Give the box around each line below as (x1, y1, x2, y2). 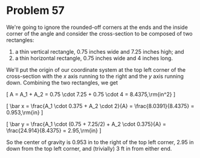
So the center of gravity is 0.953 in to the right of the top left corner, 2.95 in (6, 138, 195, 145)
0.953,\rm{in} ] (6, 109, 44, 116)
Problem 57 (6, 4, 65, 17)
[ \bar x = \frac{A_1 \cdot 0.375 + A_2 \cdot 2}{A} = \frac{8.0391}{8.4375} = (6, 102, 195, 109)
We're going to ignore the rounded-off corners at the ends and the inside (6, 24, 189, 31)
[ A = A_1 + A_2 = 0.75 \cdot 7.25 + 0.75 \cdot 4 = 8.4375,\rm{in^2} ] (6, 90, 176, 98)
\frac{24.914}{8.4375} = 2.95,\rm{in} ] (6, 127, 102, 134)
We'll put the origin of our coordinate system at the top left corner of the (6, 66, 186, 73)
